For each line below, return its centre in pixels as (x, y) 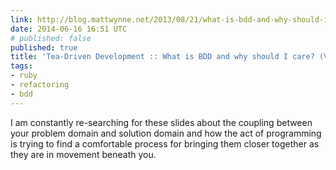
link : (21, 19)
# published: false (51, 38)
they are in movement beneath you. (83, 154)
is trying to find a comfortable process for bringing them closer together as (165, 143)
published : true (44, 47)
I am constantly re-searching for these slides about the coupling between (161, 122)
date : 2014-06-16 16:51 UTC (69, 29)
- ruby (24, 76)
